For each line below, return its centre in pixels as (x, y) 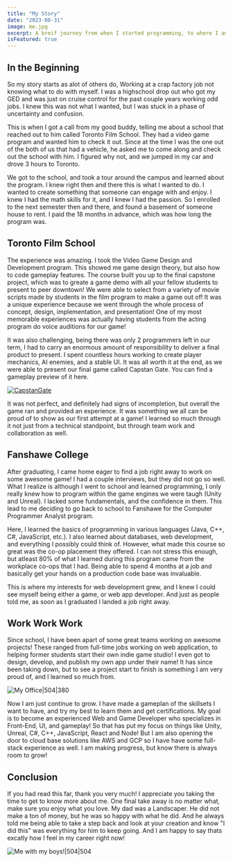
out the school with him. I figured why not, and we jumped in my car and (110, 156)
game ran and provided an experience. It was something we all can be (107, 411)
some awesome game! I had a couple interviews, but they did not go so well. (116, 479)
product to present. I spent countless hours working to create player (105, 354)
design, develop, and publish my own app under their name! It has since (110, 662)
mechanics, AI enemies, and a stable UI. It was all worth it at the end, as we (115, 362)
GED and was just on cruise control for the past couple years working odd (113, 98)
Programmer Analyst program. (51, 516)
